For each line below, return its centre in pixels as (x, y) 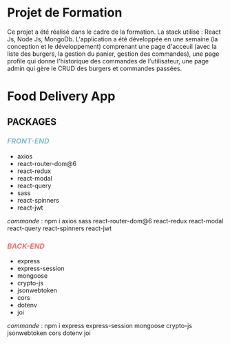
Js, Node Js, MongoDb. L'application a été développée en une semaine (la (113, 39)
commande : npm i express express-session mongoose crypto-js (100, 326)
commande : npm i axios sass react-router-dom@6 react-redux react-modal (115, 221)
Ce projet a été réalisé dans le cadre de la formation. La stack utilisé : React (114, 32)
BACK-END (26, 246)
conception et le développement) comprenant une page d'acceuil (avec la (112, 46)
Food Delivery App (61, 96)
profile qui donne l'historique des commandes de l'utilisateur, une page (108, 61)
